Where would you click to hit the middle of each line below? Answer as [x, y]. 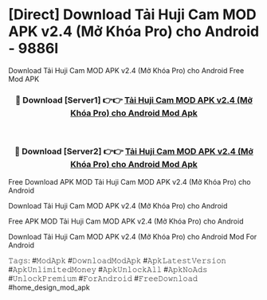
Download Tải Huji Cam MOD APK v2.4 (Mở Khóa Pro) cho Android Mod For [133, 236]
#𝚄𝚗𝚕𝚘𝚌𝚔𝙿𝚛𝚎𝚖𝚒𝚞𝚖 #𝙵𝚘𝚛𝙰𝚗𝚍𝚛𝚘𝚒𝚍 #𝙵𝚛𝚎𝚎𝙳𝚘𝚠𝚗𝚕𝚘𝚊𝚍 [103, 278]
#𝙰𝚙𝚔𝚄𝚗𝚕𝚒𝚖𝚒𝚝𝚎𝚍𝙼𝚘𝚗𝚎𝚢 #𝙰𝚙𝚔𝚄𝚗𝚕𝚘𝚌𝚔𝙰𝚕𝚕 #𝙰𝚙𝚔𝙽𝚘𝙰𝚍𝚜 [108, 269]
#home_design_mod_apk [49, 287]
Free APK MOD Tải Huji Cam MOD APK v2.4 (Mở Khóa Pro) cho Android [126, 221]
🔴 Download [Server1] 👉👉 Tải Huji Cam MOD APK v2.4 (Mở [134, 99]
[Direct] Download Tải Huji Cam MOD [132, 15]
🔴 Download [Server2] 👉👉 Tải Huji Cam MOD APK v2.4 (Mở [134, 151]
